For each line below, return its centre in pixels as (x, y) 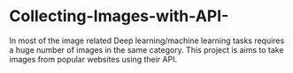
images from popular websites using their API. (93, 59)
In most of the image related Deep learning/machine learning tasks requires (147, 40)
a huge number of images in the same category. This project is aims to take (146, 49)
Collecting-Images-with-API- (119, 16)
